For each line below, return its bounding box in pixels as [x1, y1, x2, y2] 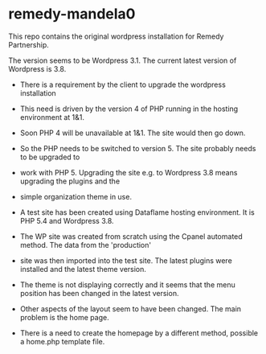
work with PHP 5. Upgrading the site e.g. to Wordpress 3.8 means [19, 167, 238, 177]
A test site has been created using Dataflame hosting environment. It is [19, 207, 255, 217]
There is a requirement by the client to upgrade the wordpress [19, 80, 227, 89]
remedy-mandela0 [8, 5, 136, 23]
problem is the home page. [19, 312, 110, 322]
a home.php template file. [19, 336, 105, 346]
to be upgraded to [19, 152, 80, 162]
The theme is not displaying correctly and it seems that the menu [19, 279, 235, 290]
